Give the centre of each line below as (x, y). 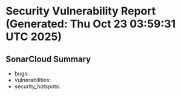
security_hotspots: (38, 86)
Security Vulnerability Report (81, 11)
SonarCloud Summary (48, 59)
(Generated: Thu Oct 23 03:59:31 (91, 24)
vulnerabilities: (33, 80)
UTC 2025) (34, 37)
